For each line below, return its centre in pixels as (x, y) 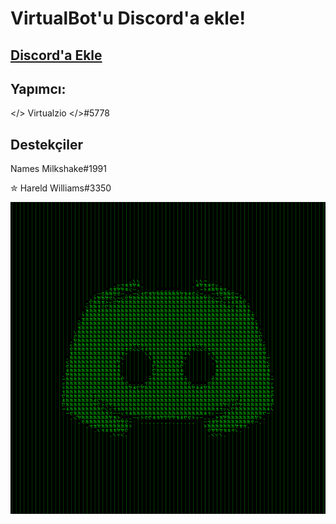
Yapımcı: (38, 88)
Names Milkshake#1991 (58, 169)
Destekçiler (46, 144)
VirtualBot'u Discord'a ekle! (128, 18)
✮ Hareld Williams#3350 (61, 188)
